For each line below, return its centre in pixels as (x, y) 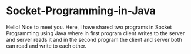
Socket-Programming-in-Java (81, 11)
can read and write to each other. (46, 46)
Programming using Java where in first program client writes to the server (95, 33)
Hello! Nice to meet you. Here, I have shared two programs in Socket (89, 27)
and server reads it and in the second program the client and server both (94, 39)
